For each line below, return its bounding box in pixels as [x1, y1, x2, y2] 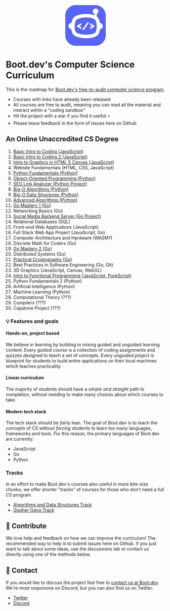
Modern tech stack [6, 408, 47, 414]
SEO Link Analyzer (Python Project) [13, 180, 88, 187]
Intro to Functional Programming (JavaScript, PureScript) [13, 272, 132, 279]
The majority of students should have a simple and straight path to [6, 386, 145, 392]
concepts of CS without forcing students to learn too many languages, [6, 425, 152, 432]
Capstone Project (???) [13, 305, 61, 311]
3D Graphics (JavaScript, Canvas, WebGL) [13, 267, 102, 273]
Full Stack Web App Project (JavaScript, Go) [13, 229, 105, 235]
